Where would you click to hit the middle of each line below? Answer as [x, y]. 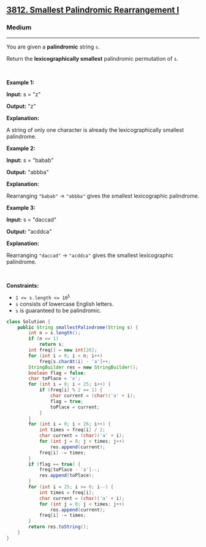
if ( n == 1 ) [44, 339]
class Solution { [29, 321]
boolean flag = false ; [57, 373]
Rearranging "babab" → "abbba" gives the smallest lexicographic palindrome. [103, 196]
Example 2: [21, 148]
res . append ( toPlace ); [67, 476]
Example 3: [21, 207]
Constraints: [23, 285]
